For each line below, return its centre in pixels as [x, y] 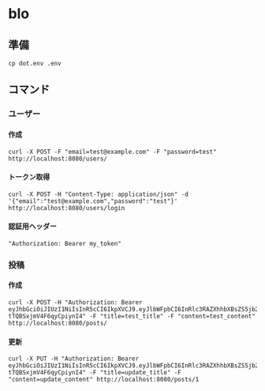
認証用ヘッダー [32, 227]
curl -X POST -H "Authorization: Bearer [76, 303]
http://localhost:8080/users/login [67, 208]
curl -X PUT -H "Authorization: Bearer [74, 359]
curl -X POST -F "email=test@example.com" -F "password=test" [112, 152]
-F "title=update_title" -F [135, 373]
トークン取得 [29, 177]
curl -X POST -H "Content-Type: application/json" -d [99, 194]
